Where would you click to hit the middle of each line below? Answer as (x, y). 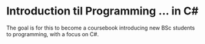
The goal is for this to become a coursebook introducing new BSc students (101, 28)
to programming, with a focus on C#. (53, 34)
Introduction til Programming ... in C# (102, 11)
